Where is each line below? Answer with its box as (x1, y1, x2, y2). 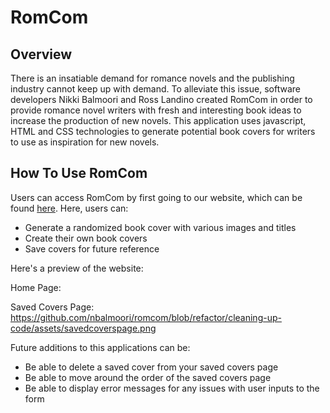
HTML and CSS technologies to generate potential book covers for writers (10, 126, 316, 137)
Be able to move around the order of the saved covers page (24, 371, 272, 383)
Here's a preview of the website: (10, 262, 144, 274)
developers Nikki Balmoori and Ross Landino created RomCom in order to (10, 94, 313, 105)
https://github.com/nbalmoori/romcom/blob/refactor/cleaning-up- (10, 311, 282, 323)
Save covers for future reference (24, 242, 160, 255)
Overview (10, 46, 73, 63)
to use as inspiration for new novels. (10, 136, 160, 148)
